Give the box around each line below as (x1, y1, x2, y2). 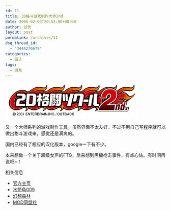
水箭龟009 (12, 186, 35, 193)
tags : (5, 62, 17, 67)
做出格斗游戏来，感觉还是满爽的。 (5, 130, 77, 136)
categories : (5, 51, 31, 56)
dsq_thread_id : (5, 41, 38, 46)
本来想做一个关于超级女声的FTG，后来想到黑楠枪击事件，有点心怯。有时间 (5, 152, 161, 158)
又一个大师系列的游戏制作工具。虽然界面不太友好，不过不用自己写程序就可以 (5, 124, 166, 130)
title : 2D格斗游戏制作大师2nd (5, 13, 64, 19)
